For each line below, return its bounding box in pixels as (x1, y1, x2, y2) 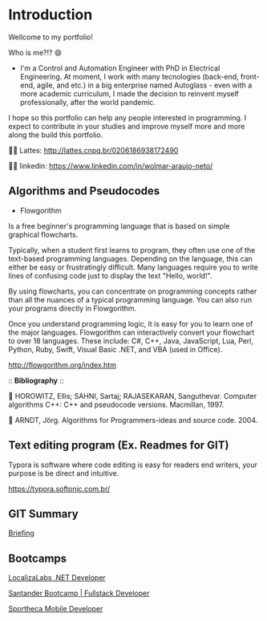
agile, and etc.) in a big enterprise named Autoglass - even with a (36, 80, 253, 90)
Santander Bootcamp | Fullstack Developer (8, 588, 150, 599)
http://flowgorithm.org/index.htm (8, 359, 116, 370)
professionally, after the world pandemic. (19, 97, 156, 107)
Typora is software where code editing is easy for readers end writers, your (8, 460, 258, 469)
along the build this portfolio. (8, 130, 103, 140)
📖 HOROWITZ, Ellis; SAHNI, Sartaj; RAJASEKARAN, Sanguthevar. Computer (8, 391, 257, 400)
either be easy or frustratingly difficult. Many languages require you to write (8, 262, 259, 272)
